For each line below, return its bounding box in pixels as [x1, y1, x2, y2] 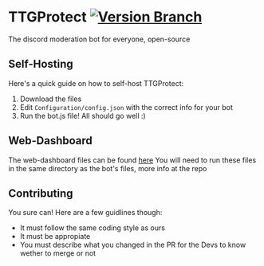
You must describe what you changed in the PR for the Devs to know [19, 240, 246, 250]
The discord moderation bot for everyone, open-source [8, 34, 191, 44]
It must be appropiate [19, 232, 91, 241]
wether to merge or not [19, 248, 97, 258]
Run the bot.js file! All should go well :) [19, 111, 146, 120]
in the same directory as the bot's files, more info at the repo [8, 163, 207, 173]
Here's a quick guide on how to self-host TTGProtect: [8, 78, 184, 88]
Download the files [19, 94, 82, 104]
